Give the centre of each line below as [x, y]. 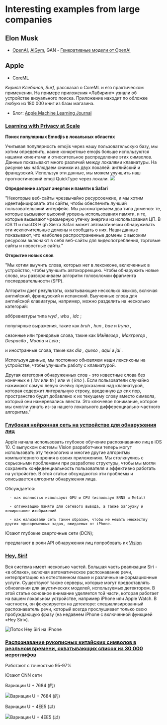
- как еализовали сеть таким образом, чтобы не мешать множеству [79, 520]
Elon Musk [22, 38]
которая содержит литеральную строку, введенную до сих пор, [73, 391]
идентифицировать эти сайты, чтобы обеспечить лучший [66, 203]
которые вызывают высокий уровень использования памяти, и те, [76, 214]
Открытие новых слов [29, 256]
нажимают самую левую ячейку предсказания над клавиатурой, [75, 386]
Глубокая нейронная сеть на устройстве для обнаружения [81, 425]
